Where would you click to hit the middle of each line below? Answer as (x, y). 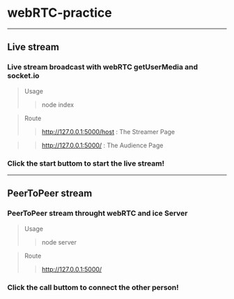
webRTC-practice (60, 13)
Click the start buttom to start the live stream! (86, 163)
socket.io (23, 76)
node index (58, 104)
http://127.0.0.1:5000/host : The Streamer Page (108, 131)
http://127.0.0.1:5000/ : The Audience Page (102, 145)
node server (59, 242)
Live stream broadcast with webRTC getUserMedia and (103, 67)
